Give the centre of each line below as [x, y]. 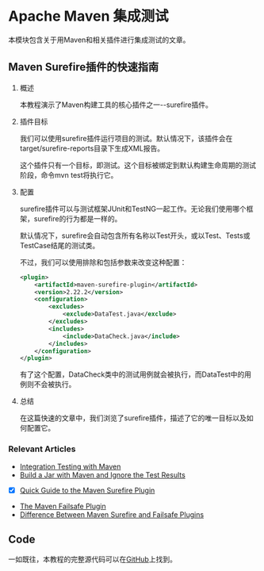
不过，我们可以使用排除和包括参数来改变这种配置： [103, 262]
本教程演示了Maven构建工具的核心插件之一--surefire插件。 [116, 105]
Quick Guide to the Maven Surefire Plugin [87, 490]
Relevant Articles [42, 449]
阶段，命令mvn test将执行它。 [69, 174]
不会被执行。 [55, 385]
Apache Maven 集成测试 [88, 16]
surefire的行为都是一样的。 [78, 218]
